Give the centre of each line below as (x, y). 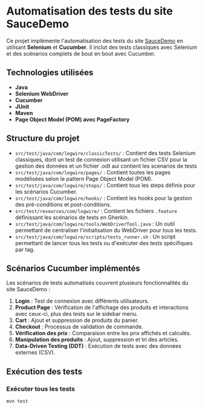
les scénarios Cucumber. (46, 191)
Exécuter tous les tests (41, 388)
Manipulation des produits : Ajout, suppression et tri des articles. (97, 339)
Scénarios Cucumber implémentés (73, 268)
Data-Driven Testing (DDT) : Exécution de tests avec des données (98, 346)
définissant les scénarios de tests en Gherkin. (72, 217)
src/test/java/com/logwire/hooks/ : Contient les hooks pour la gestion (103, 198)
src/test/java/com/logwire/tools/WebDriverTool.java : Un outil (95, 224)
